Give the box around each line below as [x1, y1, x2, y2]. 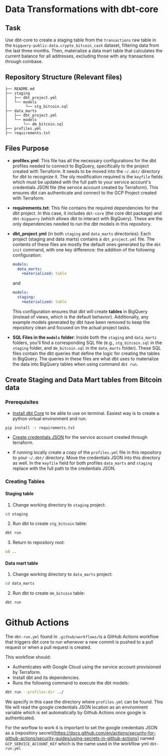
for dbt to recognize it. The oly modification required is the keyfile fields [12, 173, 163, 179]
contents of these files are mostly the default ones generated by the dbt [12, 241, 161, 247]
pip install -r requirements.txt [5, 425, 75, 430]
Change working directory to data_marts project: [12, 571, 113, 578]
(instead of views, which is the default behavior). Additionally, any [12, 313, 149, 320]
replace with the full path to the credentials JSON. [12, 465, 116, 472]
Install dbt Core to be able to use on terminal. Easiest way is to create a [12, 410, 159, 416]
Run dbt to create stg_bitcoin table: [12, 521, 87, 527]
